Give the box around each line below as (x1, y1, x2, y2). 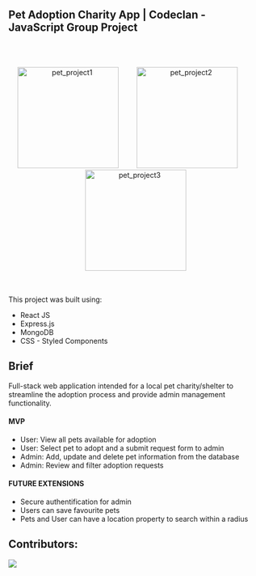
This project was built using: (8, 294, 103, 304)
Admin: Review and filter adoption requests (19, 460, 164, 470)
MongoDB (19, 327, 54, 337)
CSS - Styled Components (19, 336, 108, 345)
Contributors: (8, 537, 78, 551)
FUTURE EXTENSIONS (8, 479, 85, 489)
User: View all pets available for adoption (19, 434, 157, 444)
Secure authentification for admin (19, 497, 132, 506)
